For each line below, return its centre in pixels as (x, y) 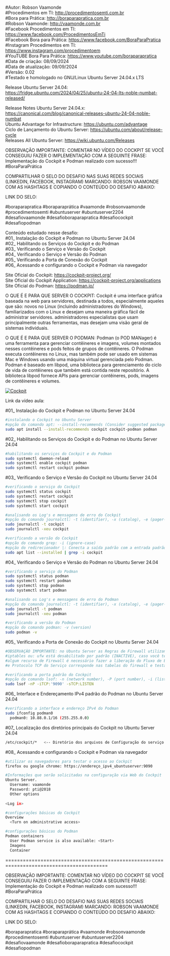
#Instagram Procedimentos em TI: (41, 45)
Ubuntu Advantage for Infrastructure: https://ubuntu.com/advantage (76, 124)
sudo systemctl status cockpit (38, 492)
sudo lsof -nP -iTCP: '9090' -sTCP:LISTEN (50, 684)
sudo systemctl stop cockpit (36, 501)
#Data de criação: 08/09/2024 (37, 61)
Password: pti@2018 (30, 789)
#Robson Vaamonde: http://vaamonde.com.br (53, 23)
